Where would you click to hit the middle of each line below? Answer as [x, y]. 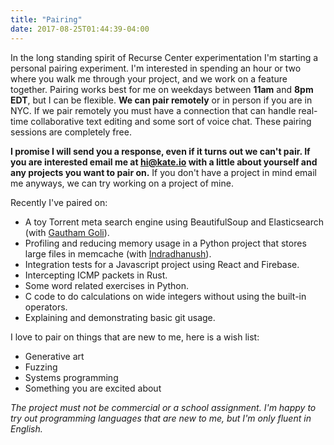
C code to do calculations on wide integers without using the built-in [165, 296]
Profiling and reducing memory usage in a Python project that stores [165, 243]
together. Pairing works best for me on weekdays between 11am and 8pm [162, 89]
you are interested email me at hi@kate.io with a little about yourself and [164, 162]
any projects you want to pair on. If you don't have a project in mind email [163, 172]
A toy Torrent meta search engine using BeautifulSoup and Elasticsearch [174, 222]
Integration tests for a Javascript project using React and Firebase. [162, 264]
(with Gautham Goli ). [67, 232]
